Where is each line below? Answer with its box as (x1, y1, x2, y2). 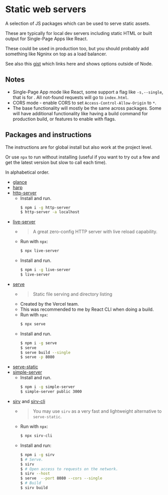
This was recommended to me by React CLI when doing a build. (20, 306, 154, 312)
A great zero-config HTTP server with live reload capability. (32, 228, 158, 235)
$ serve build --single (20, 350, 71, 355)
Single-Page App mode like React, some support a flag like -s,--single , (12, 89, 163, 95)
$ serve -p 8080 (20, 354, 55, 360)
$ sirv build (20, 485, 48, 490)
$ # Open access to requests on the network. (20, 466, 118, 472)
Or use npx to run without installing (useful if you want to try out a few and (5, 154, 160, 160)
